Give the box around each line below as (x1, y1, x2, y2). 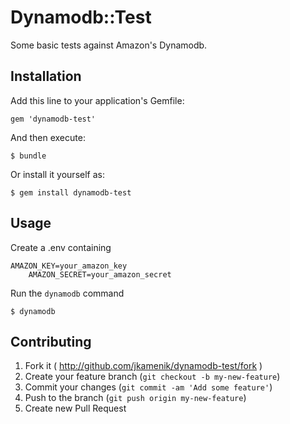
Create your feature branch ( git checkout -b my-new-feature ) (24, 371, 281, 383)
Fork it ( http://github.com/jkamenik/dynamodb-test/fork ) (24, 360, 263, 372)
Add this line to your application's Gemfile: (10, 94, 185, 106)
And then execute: (10, 131, 86, 143)
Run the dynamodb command (10, 287, 125, 299)
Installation (10, 68, 82, 85)
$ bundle (10, 151, 47, 161)
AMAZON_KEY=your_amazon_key (10, 261, 128, 271)
